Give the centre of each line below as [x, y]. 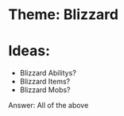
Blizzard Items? [45, 82]
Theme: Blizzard [64, 15]
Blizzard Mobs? [45, 90]
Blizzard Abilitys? [48, 73]
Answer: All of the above [48, 106]
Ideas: [29, 51]
